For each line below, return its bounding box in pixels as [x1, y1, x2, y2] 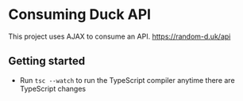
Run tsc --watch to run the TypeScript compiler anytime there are [19, 75, 236, 84]
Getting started [8, 54, 86, 68]
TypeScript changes [19, 84, 86, 93]
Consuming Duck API [8, 6, 152, 24]
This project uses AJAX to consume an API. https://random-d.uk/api [8, 32, 231, 41]
